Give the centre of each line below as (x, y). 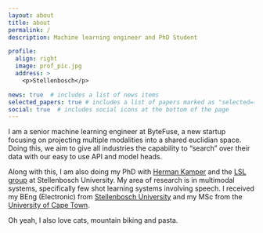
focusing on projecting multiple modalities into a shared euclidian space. (125, 140)
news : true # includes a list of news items (83, 95)
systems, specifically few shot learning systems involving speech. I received (131, 188)
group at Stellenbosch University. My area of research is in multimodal (121, 180)
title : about (29, 23)
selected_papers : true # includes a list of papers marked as (112, 102)
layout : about (31, 15)
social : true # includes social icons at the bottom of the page (119, 109)
